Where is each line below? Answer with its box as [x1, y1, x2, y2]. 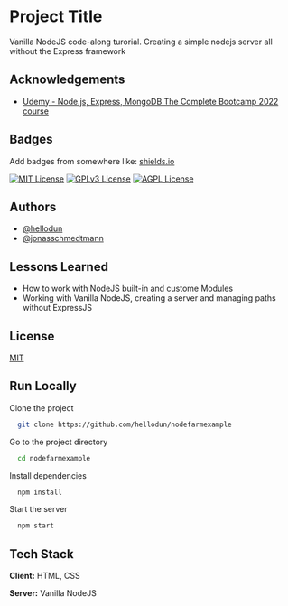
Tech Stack [9, 546, 74, 562]
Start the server [9, 504, 68, 515]
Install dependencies [9, 470, 88, 480]
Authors [9, 199, 57, 214]
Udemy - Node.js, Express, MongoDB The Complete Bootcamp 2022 [22, 96, 279, 107]
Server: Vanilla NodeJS [9, 588, 97, 599]
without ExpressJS [22, 303, 93, 313]
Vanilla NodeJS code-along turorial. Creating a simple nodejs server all [9, 36, 273, 47]
